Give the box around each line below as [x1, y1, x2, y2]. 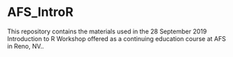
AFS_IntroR [7, 4, 74, 20]
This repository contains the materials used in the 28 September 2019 [7, 27, 207, 35]
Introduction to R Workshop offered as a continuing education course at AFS [7, 34, 226, 42]
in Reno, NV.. [7, 42, 45, 50]
